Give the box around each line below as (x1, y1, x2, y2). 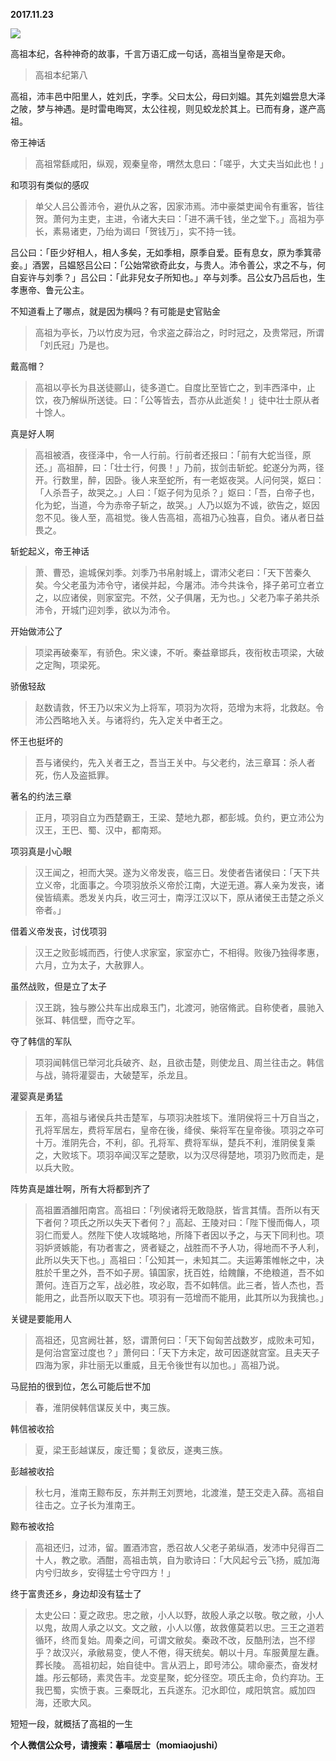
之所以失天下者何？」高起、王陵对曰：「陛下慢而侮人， (87, 1217, 312, 1228)
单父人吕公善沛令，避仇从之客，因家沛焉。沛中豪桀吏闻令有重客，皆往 (34, 200, 325, 212)
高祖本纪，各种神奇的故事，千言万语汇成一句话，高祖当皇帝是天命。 (10, 48, 291, 59)
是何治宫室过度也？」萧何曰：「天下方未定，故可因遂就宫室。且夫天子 (34, 1347, 320, 1358)
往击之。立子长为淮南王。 (34, 1499, 141, 1511)
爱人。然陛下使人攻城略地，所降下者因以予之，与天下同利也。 (61, 1229, 316, 1241)
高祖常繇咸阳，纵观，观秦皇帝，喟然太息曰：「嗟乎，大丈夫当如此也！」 (34, 158, 329, 169)
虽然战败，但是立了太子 (10, 980, 107, 992)
